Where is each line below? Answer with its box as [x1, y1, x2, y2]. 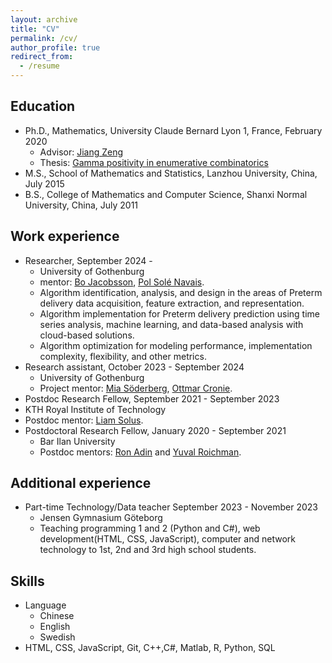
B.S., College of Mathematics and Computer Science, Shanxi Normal [24, 188, 308, 200]
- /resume [19, 61, 60, 71]
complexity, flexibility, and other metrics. [39, 350, 207, 362]
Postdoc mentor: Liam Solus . [24, 414, 144, 426]
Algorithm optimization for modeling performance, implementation [39, 339, 313, 351]
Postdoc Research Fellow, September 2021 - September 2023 [24, 392, 280, 405]
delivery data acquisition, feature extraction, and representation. [39, 297, 305, 309]
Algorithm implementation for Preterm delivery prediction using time [39, 307, 320, 320]
